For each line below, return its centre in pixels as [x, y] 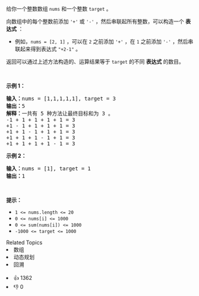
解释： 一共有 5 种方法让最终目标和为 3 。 [60, 113]
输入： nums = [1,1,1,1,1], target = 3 [61, 99]
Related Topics [24, 242]
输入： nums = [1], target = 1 [48, 169]
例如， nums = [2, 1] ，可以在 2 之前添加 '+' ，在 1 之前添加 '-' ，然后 [101, 41]
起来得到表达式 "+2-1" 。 [50, 49]
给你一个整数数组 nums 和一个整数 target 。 [59, 9]
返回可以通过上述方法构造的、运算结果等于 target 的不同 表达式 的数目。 [95, 62]
